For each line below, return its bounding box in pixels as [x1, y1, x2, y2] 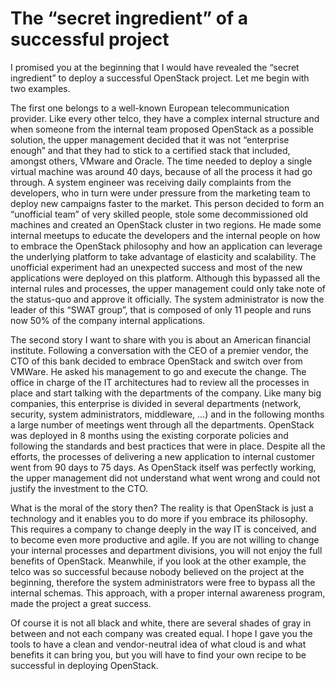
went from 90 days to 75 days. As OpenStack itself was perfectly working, [10, 461, 317, 473]
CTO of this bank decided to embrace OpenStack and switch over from [10, 355, 303, 367]
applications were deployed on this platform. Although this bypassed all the [10, 272, 321, 284]
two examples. [10, 82, 71, 94]
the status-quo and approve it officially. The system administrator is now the [10, 293, 325, 305]
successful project [10, 28, 170, 51]
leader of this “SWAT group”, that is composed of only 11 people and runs [10, 303, 312, 316]
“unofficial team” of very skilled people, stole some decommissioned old [10, 208, 309, 220]
